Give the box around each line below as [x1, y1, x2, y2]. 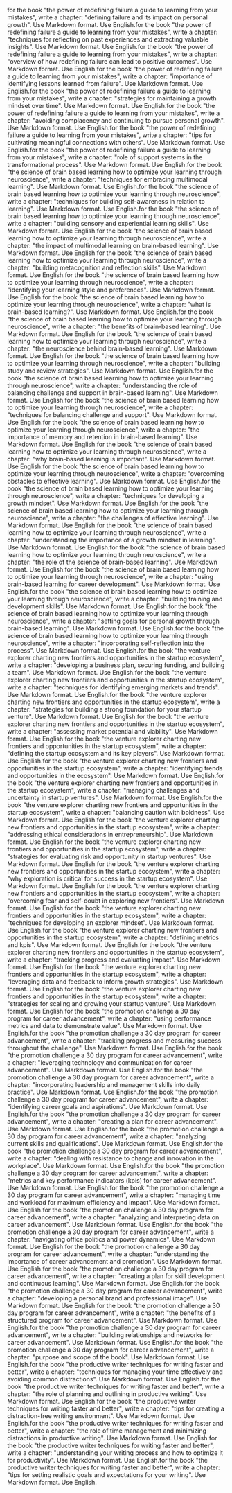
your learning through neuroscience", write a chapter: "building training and [7, 595, 223, 603]
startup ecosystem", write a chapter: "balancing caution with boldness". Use [7, 809, 225, 816]
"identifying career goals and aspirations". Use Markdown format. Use [7, 1103, 208, 1111]
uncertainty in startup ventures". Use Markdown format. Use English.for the [7, 793, 223, 802]
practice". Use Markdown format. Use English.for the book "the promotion [7, 1088, 218, 1096]
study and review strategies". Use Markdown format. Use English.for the [7, 366, 213, 375]
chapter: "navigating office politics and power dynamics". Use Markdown [7, 1235, 216, 1243]
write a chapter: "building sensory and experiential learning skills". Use [7, 220, 209, 227]
